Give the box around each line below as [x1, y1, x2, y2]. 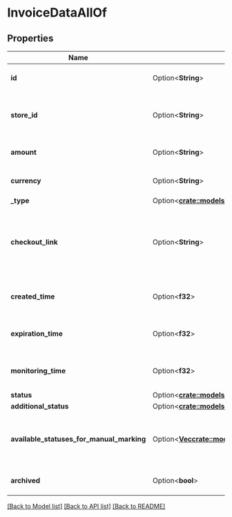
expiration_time [10, 329, 64, 338]
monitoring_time [10, 366, 66, 375]
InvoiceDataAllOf [7, 5, 107, 21]
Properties [7, 32, 54, 44]
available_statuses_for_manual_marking [10, 434, 146, 444]
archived [10, 476, 41, 485]
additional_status [10, 402, 69, 411]
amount [10, 147, 37, 157]
